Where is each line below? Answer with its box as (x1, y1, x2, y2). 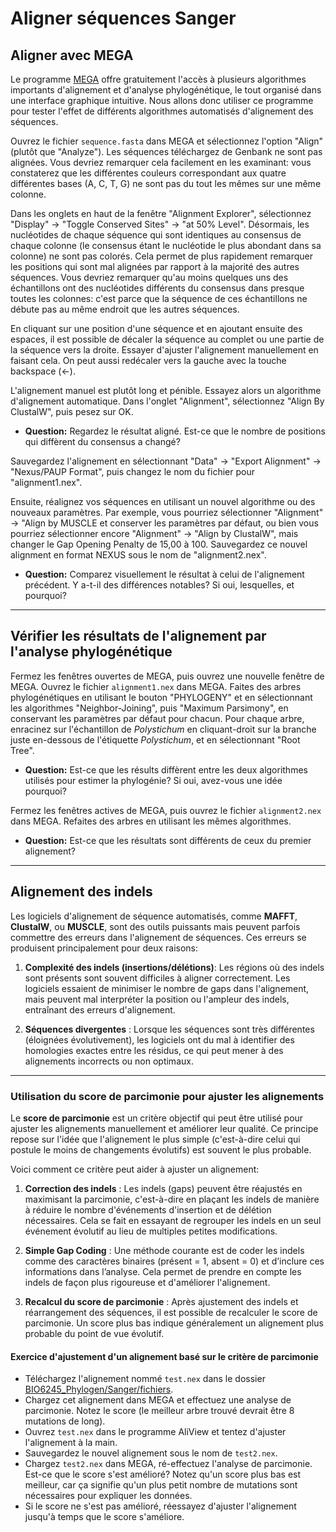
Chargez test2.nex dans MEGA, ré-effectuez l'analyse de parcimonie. (24, 1458, 313, 1470)
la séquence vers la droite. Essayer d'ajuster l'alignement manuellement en (10, 344, 319, 356)
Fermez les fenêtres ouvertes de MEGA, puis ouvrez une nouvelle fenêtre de (10, 670, 325, 682)
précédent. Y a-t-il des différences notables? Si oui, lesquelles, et (24, 579, 295, 591)
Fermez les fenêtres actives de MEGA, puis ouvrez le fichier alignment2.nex (10, 804, 322, 816)
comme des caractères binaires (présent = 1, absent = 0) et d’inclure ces (24, 1255, 325, 1267)
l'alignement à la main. (24, 1437, 118, 1449)
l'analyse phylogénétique (10, 643, 173, 661)
